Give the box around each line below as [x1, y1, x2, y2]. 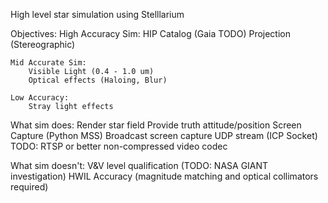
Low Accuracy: [10, 93, 70, 103]
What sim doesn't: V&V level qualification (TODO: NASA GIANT [10, 160, 269, 171]
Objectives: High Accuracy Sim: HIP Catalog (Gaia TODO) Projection [10, 28, 292, 39]
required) [10, 181, 49, 193]
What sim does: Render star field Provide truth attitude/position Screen [10, 119, 302, 131]
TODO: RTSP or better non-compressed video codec [10, 140, 228, 152]
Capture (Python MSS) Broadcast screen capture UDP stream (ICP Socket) [10, 130, 318, 141]
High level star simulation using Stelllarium [10, 9, 185, 20]
